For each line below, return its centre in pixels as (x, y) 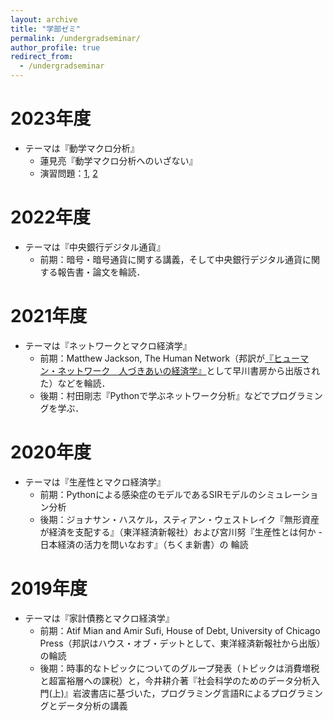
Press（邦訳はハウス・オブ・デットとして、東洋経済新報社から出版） (182, 643)
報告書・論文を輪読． (101, 272)
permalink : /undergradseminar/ (75, 38)
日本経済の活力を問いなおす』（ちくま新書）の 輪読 (144, 544)
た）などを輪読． (75, 383)
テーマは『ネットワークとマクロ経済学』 (108, 345)
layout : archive (44, 19)
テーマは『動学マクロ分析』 (82, 148)
